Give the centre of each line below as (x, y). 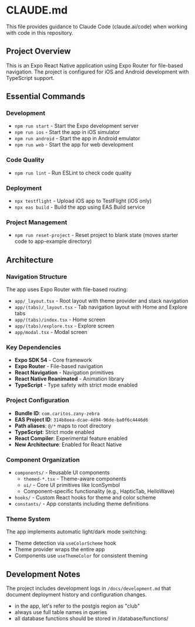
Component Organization (43, 459)
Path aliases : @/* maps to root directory (63, 426)
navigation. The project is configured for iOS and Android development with (97, 72)
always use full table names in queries (61, 612)
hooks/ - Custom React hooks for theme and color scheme (85, 497)
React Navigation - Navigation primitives (64, 373)
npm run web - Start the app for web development (74, 145)
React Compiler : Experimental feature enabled (71, 438)
